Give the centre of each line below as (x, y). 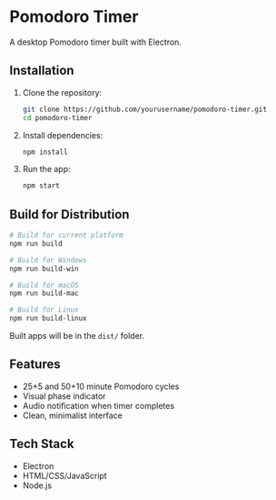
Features (35, 365)
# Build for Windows (49, 260)
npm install (45, 152)
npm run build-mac (44, 293)
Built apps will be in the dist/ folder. (77, 336)
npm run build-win (44, 269)
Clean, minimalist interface (72, 415)
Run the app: (46, 169)
